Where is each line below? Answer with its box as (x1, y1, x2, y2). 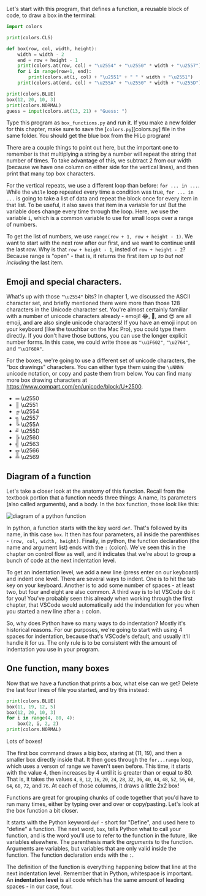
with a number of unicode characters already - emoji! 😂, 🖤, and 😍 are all (6, 313, 192, 320)
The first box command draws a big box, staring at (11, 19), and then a (6, 750, 182, 757)
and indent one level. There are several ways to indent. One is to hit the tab (6, 575, 196, 582)
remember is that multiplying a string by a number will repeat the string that (6, 150, 197, 158)
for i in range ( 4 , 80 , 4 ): (6, 715, 75, 721)
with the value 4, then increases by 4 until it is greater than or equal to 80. (6, 769, 193, 776)
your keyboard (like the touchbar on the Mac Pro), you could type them (6, 325, 186, 333)
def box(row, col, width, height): (6, 45, 97, 51)
